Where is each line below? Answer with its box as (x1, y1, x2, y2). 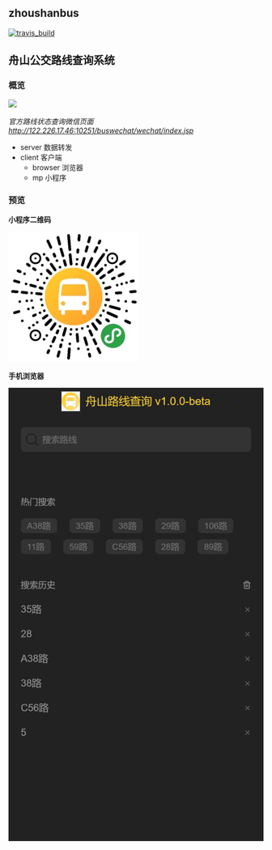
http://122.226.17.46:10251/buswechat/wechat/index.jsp (8, 125, 194, 135)
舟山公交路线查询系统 (8, 53, 115, 67)
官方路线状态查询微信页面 (8, 117, 94, 126)
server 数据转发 (19, 142, 73, 152)
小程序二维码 (8, 215, 51, 224)
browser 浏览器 (32, 162, 83, 172)
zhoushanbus (8, 6, 79, 20)
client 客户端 (19, 152, 62, 162)
